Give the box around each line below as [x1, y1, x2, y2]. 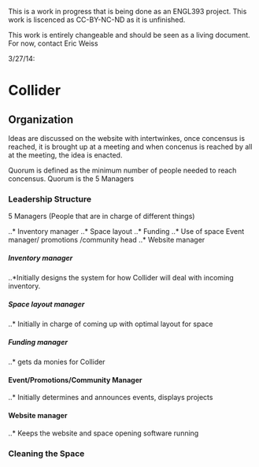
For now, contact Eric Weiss [8, 39, 98, 48]
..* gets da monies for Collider [8, 358, 105, 367]
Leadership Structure [8, 193, 92, 204]
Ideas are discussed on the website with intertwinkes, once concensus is [8, 134, 246, 143]
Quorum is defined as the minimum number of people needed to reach [8, 165, 237, 175]
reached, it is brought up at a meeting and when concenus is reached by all [8, 142, 253, 151]
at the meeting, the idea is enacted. [8, 150, 123, 160]
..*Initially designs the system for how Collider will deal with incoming [8, 273, 234, 283]
